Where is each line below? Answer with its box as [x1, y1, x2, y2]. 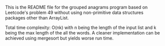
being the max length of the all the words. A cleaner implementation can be [5, 30, 160, 35]
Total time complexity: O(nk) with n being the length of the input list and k [5, 24, 156, 30]
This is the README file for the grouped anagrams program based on [5, 4, 148, 10]
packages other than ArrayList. [5, 15, 69, 20]
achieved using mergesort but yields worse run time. [5, 35, 114, 41]
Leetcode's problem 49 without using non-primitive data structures [5, 9, 143, 15]
